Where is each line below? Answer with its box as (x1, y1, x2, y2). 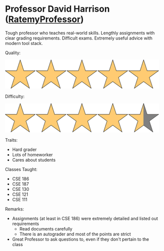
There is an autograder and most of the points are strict (19, 231, 131, 237)
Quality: (5, 50, 21, 56)
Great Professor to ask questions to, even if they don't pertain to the (12, 236, 149, 242)
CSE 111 (12, 197, 28, 203)
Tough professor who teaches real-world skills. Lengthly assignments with (5, 30, 155, 36)
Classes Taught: (5, 167, 38, 172)
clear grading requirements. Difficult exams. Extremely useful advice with (5, 35, 153, 41)
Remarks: (5, 206, 24, 212)
